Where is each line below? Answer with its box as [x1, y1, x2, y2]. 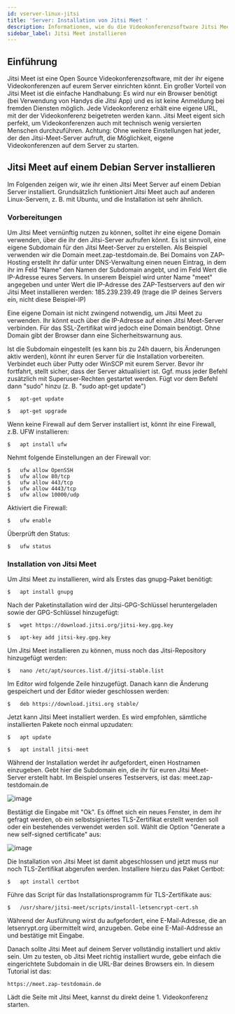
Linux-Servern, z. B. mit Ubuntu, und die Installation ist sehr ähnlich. [7, 195, 204, 203]
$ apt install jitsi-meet [7, 746, 90, 753]
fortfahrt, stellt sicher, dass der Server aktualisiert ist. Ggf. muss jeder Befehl [7, 367, 228, 375]
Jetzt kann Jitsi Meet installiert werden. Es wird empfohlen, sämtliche [7, 713, 208, 721]
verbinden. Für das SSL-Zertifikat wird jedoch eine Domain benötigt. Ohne [7, 324, 220, 333]
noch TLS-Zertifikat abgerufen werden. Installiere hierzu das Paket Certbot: [7, 865, 225, 873]
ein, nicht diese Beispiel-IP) [7, 296, 86, 304]
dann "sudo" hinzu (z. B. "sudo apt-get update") [7, 382, 147, 391]
